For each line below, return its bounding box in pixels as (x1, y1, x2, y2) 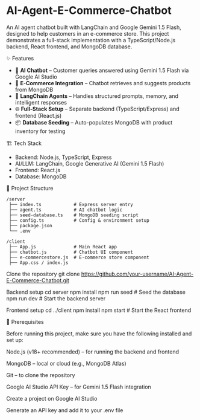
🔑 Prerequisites (6, 318, 44, 325)
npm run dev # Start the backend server (6, 294, 106, 302)
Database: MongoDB (14, 173, 67, 180)
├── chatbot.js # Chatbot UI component (8, 249, 134, 255)
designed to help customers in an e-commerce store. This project (6, 30, 169, 37)
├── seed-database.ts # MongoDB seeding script (8, 212, 139, 218)
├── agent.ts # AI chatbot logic (8, 207, 122, 213)
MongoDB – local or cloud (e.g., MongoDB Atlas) (6, 360, 127, 367)
